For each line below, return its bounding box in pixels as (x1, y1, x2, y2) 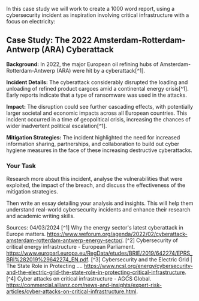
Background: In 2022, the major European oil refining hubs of (6, 60, 159, 68)
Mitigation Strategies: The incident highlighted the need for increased (6, 133, 180, 141)
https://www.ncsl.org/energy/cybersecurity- (83, 263, 193, 270)
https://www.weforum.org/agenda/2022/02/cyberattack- (47, 231, 188, 238)
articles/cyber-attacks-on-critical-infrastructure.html (6, 288, 137, 295)
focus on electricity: (6, 18, 56, 25)
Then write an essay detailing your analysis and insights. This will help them (6, 199, 194, 207)
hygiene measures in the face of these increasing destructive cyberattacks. (6, 147, 193, 154)
